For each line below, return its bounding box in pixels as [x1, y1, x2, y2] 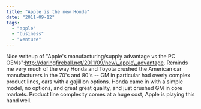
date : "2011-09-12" [6, 14, 55, 20]
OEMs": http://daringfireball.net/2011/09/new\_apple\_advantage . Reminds [6, 59, 188, 66]
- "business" [11, 31, 44, 37]
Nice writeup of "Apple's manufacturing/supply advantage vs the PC [6, 53, 176, 60]
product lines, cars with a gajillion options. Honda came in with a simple [6, 78, 183, 85]
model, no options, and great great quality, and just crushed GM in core [6, 85, 183, 91]
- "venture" [11, 36, 42, 42]
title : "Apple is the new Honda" [6, 8, 90, 15]
